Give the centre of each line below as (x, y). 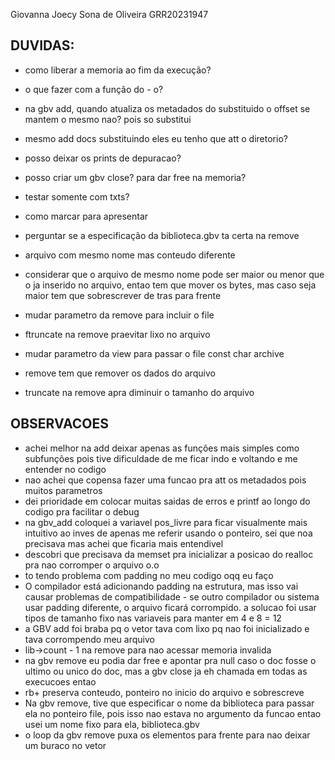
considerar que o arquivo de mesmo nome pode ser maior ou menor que (174, 274)
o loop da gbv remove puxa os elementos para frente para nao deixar (167, 735)
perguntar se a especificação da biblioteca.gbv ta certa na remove (162, 235)
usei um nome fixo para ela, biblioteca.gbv (112, 724)
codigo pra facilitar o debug (82, 511)
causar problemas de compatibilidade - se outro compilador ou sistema (172, 596)
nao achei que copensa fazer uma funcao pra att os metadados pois (165, 480)
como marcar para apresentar (86, 216)
